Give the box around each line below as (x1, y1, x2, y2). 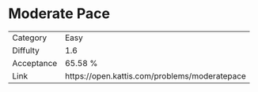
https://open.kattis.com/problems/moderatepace (64, 70, 247, 81)
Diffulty (12, 45, 40, 56)
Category (12, 32, 47, 43)
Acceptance (12, 57, 58, 68)
